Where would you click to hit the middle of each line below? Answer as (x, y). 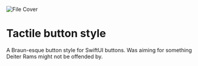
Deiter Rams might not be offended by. (55, 56)
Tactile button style (56, 34)
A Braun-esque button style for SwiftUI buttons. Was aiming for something (99, 50)
